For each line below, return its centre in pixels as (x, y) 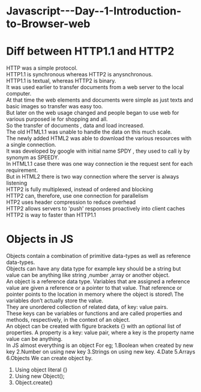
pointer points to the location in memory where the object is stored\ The (95, 294)
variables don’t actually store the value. (55, 301)
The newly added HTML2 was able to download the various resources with (99, 138)
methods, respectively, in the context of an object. (68, 320)
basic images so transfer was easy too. (55, 106)
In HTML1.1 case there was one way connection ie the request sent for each (100, 164)
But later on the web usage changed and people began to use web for (93, 113)
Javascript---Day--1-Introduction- (94, 11)
